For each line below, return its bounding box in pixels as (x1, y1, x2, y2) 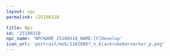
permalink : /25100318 (6, 14, 60, 20)
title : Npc (6, 25, 33, 31)
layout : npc (6, 8, 35, 15)
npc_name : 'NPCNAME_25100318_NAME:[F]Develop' (6, 36, 123, 42)
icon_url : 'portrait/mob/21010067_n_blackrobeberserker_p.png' (6, 41, 165, 47)
